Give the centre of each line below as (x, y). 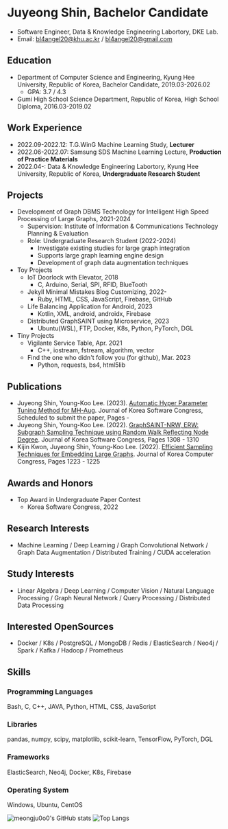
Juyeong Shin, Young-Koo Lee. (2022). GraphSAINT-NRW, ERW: (108, 425)
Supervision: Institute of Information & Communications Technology (123, 226)
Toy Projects (35, 270)
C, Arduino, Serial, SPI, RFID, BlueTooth (92, 285)
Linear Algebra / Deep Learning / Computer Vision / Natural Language (115, 590)
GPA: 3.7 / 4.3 (47, 91)
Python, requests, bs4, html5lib (81, 365)
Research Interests (48, 529)
